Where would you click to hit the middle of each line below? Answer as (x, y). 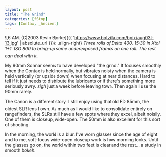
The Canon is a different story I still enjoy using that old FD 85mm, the (77, 102)
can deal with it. (22, 56)
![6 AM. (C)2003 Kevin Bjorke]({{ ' (40, 38)
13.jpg (11, 43)
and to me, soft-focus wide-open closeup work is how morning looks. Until (82, 140)
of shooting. (17, 125)
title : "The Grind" (25, 14)
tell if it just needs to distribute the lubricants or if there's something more (80, 81)
